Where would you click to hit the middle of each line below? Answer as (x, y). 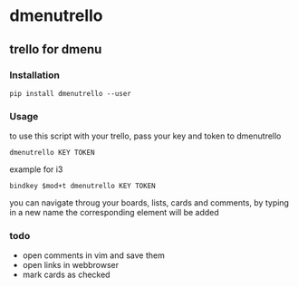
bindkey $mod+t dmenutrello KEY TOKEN (82, 187)
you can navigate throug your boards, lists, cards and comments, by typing (149, 203)
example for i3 (36, 169)
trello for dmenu (56, 49)
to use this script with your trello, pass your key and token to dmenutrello (145, 136)
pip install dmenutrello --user (70, 93)
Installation (35, 75)
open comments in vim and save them (93, 255)
